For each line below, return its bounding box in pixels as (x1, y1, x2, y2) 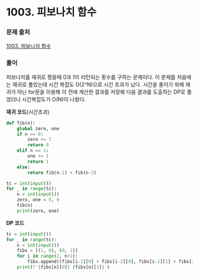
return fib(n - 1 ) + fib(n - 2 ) (27, 169, 97, 175)
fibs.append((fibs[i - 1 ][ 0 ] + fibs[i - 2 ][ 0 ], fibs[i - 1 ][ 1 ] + (27, 259, 176, 265)
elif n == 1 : (17, 147, 49, 154)
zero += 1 (27, 137, 52, 143)
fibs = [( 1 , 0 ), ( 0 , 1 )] (17, 248, 78, 253)
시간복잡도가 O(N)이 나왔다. (21, 95, 86, 102)
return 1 (27, 158, 49, 165)
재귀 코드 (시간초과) (6, 108, 50, 115)
